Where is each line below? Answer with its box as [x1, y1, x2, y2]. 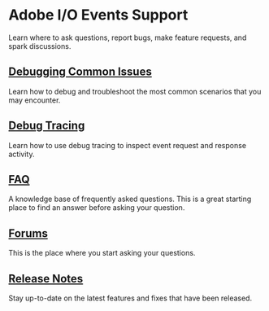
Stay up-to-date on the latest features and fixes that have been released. [8, 293, 253, 303]
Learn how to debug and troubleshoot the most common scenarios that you [8, 86, 262, 96]
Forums [8, 226, 49, 240]
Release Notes [8, 271, 84, 286]
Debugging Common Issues [8, 65, 152, 79]
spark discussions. [8, 41, 72, 50]
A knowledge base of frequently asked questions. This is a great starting [8, 194, 252, 204]
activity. [8, 149, 35, 159]
